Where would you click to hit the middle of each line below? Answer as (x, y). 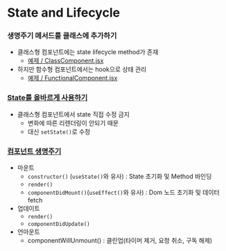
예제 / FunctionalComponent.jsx (72, 78)
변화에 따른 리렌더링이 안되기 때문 (73, 123)
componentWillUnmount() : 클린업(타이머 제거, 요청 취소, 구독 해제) (120, 241)
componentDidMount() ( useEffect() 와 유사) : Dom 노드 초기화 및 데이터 (123, 193)
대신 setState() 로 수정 (59, 131)
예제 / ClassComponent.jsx (66, 61)
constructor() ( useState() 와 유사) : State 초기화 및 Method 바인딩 (120, 176)
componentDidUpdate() (59, 224)
